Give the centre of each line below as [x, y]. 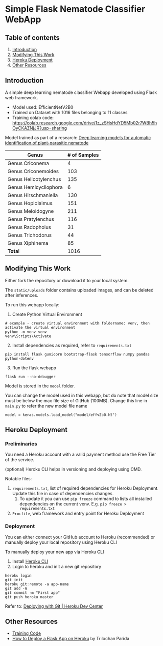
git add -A [16, 588]
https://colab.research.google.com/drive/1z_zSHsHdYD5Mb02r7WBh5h [84, 123]
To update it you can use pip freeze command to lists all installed [86, 499]
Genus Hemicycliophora [35, 187]
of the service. [20, 460]
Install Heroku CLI [30, 561]
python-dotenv [20, 358]
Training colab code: [33, 117]
